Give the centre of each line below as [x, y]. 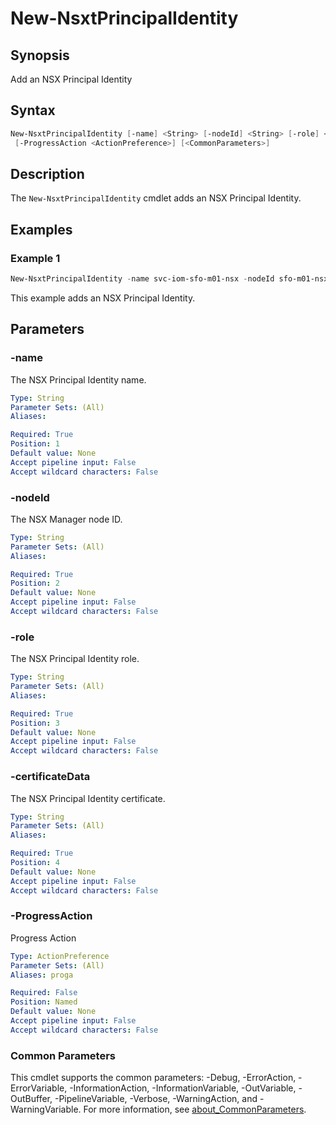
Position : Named [44, 1002]
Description [47, 173]
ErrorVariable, [39, 1088]
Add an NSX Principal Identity [71, 79]
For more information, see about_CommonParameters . [195, 1109]
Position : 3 [35, 723]
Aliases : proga [42, 975]
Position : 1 [35, 444]
